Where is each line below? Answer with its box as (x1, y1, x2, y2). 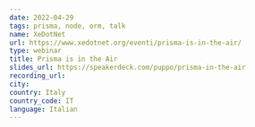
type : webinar (9, 47, 63, 55)
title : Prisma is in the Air (9, 55, 118, 63)
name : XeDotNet (9, 30, 66, 38)
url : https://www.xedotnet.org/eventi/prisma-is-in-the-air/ (9, 38, 242, 47)
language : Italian (9, 105, 78, 114)
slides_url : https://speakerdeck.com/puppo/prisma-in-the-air (9, 63, 246, 72)
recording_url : (9, 72, 66, 80)
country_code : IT (9, 96, 74, 106)
